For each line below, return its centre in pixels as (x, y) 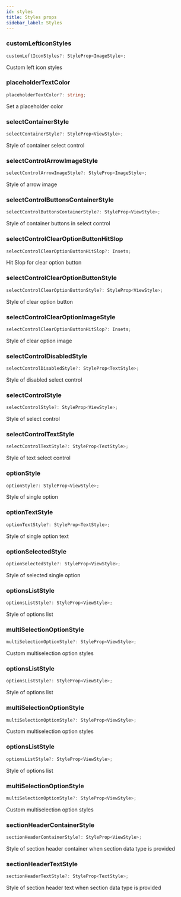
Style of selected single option (43, 575)
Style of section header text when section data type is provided (84, 888)
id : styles (20, 12)
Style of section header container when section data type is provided (91, 848)
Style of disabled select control (44, 380)
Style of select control (33, 419)
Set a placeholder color (35, 106)
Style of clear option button (39, 301)
